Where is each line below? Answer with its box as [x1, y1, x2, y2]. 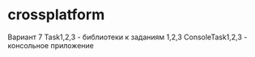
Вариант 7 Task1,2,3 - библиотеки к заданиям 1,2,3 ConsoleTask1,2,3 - [7, 32, 248, 42]
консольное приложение [7, 40, 94, 50]
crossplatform [7, 6, 105, 24]
